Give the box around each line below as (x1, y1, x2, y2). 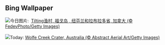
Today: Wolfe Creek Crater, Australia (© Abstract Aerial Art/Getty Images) (10, 34, 160, 40)
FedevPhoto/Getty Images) (5, 23, 60, 29)
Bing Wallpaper (5, 4, 53, 12)
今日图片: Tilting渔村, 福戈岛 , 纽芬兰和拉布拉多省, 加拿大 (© (10, 17, 133, 24)
